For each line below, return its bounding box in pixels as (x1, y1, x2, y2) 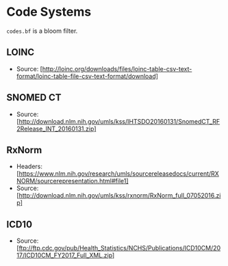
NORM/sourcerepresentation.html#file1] (16, 177, 129, 185)
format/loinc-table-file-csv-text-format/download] (16, 72, 159, 80)
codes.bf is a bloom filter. (6, 27, 78, 35)
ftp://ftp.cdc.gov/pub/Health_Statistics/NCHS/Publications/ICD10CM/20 (18, 244, 221, 252)
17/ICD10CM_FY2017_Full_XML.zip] (16, 251, 115, 260)
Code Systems (6, 4, 92, 20)
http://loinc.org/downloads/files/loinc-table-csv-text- (42, 64, 192, 72)
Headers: (16, 162, 42, 171)
